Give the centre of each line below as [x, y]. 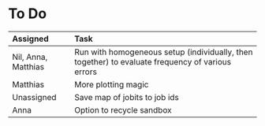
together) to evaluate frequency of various [153, 61]
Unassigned [34, 97]
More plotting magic [112, 84]
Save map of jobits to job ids [127, 97]
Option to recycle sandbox [123, 109]
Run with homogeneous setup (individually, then [164, 52]
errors [86, 72]
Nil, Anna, [30, 57]
